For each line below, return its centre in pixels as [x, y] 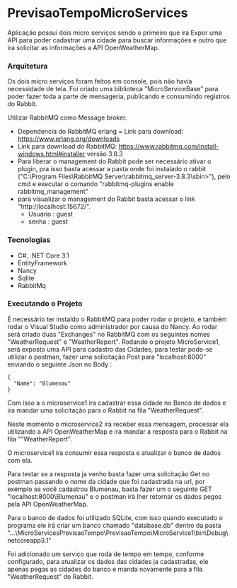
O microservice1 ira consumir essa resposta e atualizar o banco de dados [114, 452]
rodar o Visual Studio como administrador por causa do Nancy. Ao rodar [112, 326]
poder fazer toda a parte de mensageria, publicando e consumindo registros [118, 96]
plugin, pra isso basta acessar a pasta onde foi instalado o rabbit [112, 169]
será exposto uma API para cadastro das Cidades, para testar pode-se [110, 349]
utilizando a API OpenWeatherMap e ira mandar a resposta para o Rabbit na [117, 431]
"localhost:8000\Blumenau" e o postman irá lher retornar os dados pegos [115, 496]
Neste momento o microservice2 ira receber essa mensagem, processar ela [118, 424]
